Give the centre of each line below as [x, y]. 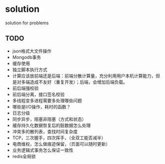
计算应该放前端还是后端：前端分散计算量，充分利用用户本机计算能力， [84, 76]
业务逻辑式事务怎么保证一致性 [43, 150]
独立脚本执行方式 [30, 69]
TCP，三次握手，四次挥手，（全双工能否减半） [59, 138]
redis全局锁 [24, 156]
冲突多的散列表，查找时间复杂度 [45, 131]
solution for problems [27, 23]
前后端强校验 [25, 88]
